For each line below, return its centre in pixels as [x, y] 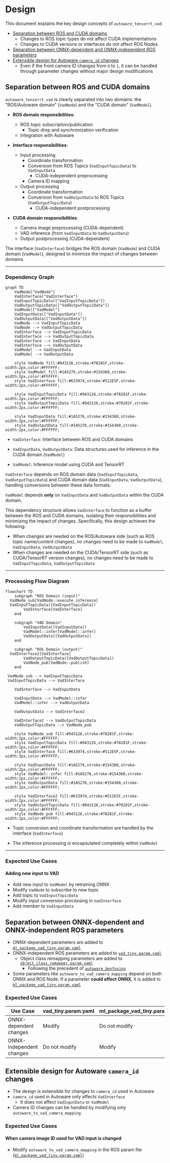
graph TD [14, 288]
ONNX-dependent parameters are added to [58, 942]
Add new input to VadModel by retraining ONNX [61, 884]
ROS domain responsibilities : [44, 114]
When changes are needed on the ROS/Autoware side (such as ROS [83, 536]
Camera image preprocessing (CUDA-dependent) [72, 228]
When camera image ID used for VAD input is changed [63, 1138]
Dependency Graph [30, 277]
